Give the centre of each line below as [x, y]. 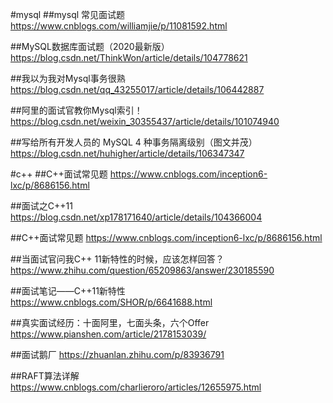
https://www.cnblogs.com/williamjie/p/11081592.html [119, 26]
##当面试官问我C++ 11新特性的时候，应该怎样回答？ [117, 259]
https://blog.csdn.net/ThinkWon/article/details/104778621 [129, 57]
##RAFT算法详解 [45, 376]
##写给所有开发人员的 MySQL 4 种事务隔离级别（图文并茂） [134, 142]
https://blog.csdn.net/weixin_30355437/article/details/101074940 [145, 121]
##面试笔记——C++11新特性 [68, 291]
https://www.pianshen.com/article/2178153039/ [108, 334]
